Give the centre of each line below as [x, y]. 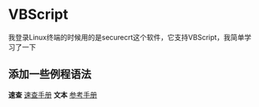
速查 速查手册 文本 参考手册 [53, 94]
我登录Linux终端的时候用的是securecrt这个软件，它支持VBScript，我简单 [126, 37]
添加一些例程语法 [50, 74]
